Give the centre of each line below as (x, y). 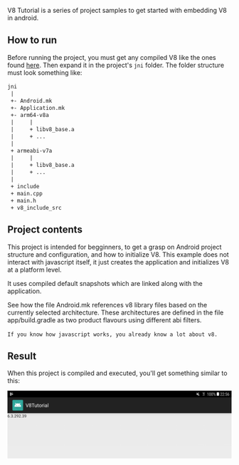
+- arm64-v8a (30, 115)
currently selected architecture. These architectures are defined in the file (116, 312)
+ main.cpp (26, 193)
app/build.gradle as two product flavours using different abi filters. (105, 320)
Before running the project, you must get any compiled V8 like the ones (112, 57)
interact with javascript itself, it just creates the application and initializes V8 (118, 262)
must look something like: (45, 72)
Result (22, 356)
